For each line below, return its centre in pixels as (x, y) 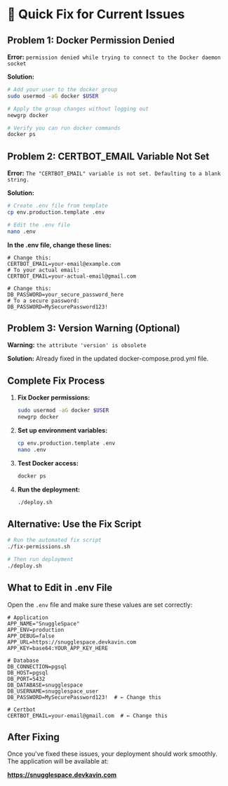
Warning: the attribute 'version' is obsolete (77, 345)
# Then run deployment (40, 560)
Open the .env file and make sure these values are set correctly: (100, 604)
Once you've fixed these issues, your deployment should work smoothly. (112, 754)
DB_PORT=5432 (26, 679)
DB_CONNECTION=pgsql (38, 666)
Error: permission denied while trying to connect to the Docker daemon (114, 57)
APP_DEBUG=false (31, 636)
